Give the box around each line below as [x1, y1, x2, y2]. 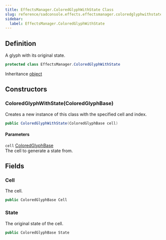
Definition [5, 39, 36, 47]
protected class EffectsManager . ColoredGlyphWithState [5, 62, 121, 67]
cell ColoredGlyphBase [5, 142, 53, 148]
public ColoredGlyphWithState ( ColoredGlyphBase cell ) [5, 120, 119, 126]
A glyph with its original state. [5, 52, 66, 58]
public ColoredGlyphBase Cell [5, 198, 68, 202]
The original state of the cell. [5, 220, 63, 226]
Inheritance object [5, 71, 42, 77]
